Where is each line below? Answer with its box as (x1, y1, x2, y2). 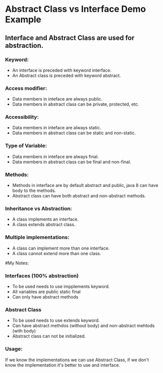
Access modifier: (5, 85, 47, 92)
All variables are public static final (12, 289, 81, 295)
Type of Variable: (5, 142, 47, 149)
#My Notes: (5, 260, 29, 266)
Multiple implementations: (5, 234, 70, 241)
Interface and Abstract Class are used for (5, 34, 134, 42)
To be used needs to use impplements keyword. (12, 283, 110, 289)
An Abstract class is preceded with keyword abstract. (12, 73, 121, 78)
